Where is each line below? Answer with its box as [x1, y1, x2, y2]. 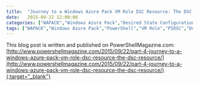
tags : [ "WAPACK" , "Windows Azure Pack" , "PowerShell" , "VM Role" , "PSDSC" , [6, 25, 187, 31]
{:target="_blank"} [6, 73, 51, 80]
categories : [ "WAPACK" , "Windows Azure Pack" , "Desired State [6, 20, 158, 26]
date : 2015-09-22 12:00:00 [6, 14, 78, 20]
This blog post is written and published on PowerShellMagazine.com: [6, 42, 175, 49]
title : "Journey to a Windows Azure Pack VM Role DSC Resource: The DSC [6, 8, 192, 15]
